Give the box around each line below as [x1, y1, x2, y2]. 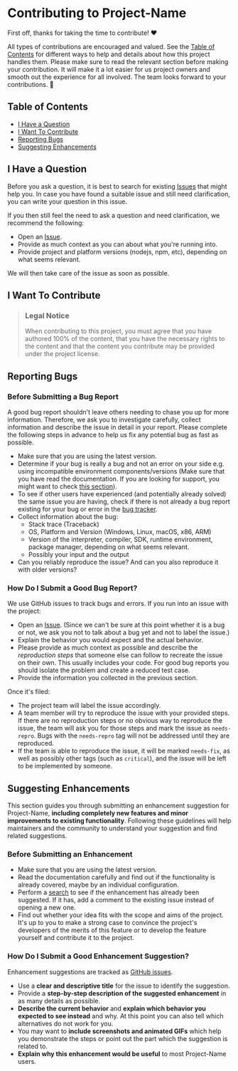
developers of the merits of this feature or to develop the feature [17, 926, 207, 934]
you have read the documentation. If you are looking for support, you [17, 474, 220, 483]
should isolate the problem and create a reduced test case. [17, 666, 190, 674]
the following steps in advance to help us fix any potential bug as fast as [7, 430, 219, 439]
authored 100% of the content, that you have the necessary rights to [24, 335, 225, 343]
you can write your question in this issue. [7, 197, 128, 206]
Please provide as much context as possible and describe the [17, 643, 198, 652]
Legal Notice [24, 310, 70, 320]
